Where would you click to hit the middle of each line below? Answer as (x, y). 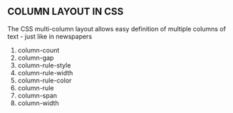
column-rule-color (45, 80)
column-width (38, 103)
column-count (38, 50)
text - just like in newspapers (50, 36)
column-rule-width (45, 72)
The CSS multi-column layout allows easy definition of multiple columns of (117, 28)
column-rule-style (44, 65)
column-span (37, 95)
